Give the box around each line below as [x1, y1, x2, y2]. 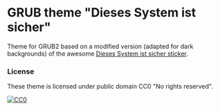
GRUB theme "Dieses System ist [7, 5, 196, 21]
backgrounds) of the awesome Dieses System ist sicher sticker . [7, 49, 188, 58]
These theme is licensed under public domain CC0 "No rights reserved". [7, 82, 213, 91]
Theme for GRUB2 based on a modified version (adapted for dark [7, 42, 194, 50]
